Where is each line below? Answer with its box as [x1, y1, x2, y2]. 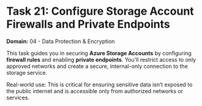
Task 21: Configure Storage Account [6, 4, 194, 18]
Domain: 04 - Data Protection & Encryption [6, 37, 115, 45]
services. [6, 94, 29, 101]
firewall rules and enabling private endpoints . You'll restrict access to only [6, 56, 196, 63]
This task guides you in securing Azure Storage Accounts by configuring [6, 49, 192, 56]
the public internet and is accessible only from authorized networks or [6, 87, 184, 94]
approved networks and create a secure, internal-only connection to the [6, 62, 189, 70]
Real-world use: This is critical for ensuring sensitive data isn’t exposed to [6, 81, 193, 88]
